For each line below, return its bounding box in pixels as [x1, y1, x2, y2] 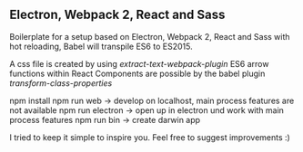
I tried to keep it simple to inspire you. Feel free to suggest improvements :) [9, 131, 291, 143]
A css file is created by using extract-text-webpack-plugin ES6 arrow [9, 58, 269, 69]
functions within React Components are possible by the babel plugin [9, 68, 266, 79]
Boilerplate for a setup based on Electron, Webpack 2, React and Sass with [9, 31, 290, 42]
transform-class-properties [9, 77, 113, 89]
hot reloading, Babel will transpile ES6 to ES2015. [9, 41, 193, 52]
